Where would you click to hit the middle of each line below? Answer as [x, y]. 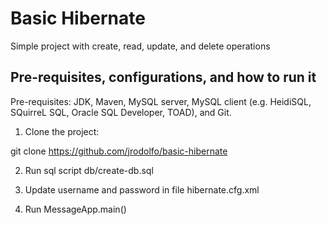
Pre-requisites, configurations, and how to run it [163, 77]
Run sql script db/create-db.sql [89, 170]
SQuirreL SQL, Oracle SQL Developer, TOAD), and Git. [121, 112]
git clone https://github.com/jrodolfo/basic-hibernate [119, 151]
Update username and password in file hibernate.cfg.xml [142, 189]
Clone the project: [62, 131]
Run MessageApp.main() [75, 209]
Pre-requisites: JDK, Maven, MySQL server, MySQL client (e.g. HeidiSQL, [161, 101]
